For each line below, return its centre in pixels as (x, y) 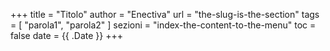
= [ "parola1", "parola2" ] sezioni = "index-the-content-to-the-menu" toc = (163, 25)
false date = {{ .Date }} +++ (66, 35)
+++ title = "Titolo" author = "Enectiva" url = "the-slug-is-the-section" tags (165, 14)
